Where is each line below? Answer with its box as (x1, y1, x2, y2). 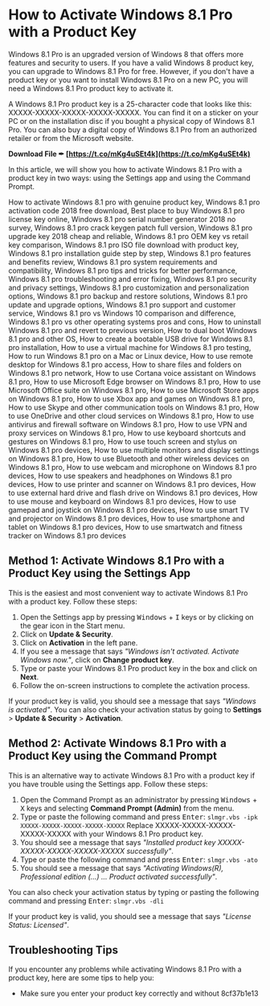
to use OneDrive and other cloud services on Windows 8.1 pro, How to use (8, 410, 255, 420)
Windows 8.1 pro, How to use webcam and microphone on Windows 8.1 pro (8, 462, 257, 472)
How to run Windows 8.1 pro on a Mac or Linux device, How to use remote (8, 351, 253, 361)
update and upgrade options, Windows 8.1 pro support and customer (8, 299, 236, 309)
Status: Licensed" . (8, 920, 70, 930)
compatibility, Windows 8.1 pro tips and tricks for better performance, (8, 266, 238, 275)
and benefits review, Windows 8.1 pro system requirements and (8, 257, 218, 266)
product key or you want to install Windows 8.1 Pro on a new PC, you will (8, 75, 248, 85)
